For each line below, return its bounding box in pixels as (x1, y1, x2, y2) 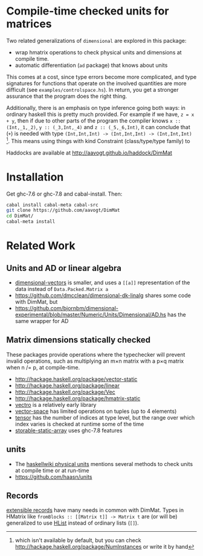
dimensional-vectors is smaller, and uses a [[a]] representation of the (14, 279, 190, 286)
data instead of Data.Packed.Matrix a (14, 286, 109, 293)
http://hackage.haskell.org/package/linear (14, 382, 120, 389)
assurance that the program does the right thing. (6, 92, 127, 100)
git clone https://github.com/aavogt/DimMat (6, 207, 120, 214)
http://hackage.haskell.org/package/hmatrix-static (14, 394, 141, 402)
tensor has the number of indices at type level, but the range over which (14, 414, 195, 421)
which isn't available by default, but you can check (14, 537, 141, 544)
